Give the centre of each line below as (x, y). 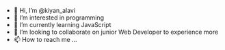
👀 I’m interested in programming (59, 18)
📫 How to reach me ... (45, 40)
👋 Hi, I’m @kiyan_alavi (44, 10)
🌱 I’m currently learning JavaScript (62, 25)
